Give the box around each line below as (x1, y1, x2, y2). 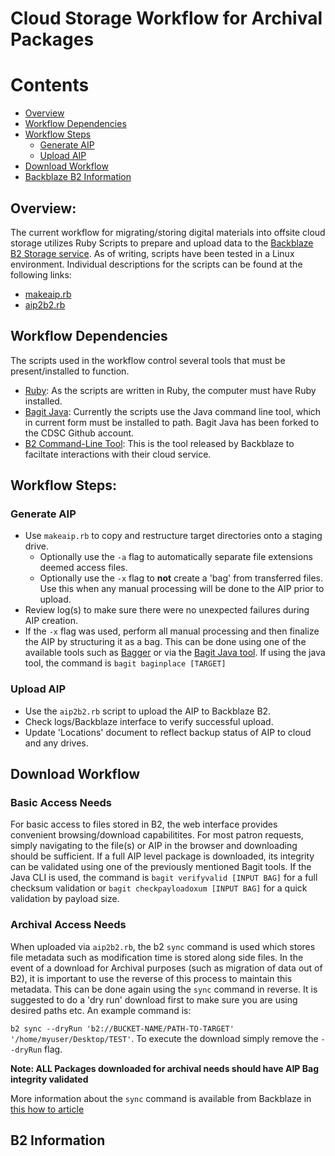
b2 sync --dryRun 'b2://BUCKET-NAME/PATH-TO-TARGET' (10, 1023, 235, 1034)
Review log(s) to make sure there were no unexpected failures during (24, 604, 310, 616)
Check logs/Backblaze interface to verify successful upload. (24, 715, 274, 727)
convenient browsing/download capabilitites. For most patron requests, (10, 829, 304, 841)
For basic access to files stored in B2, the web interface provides (10, 818, 278, 831)
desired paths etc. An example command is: (10, 1004, 192, 1016)
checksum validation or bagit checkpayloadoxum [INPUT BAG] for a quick (10, 882, 308, 894)
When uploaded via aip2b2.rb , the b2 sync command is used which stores (10, 940, 316, 952)
